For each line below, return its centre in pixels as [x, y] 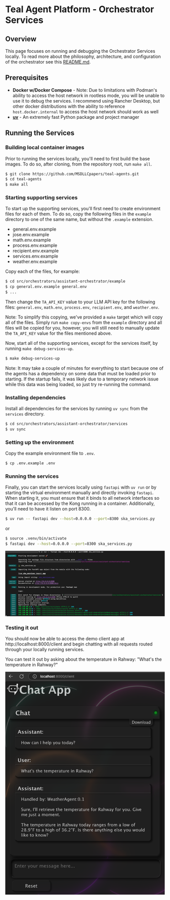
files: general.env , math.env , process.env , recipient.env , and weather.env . [82, 307]
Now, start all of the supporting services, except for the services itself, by [82, 343]
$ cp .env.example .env [30, 463]
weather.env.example [35, 262]
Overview [21, 39]
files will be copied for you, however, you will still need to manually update [82, 328]
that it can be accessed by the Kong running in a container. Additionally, [80, 503]
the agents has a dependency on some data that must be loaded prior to [80, 373]
